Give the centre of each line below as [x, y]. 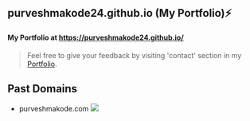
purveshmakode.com [54, 109]
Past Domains [42, 89]
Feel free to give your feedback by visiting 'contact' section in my [134, 55]
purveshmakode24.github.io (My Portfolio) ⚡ [120, 13]
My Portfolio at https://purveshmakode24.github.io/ [96, 37]
